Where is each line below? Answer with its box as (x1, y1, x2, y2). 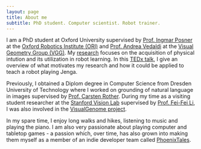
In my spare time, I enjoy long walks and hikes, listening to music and (6, 117, 178, 124)
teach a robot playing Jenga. (6, 68, 78, 76)
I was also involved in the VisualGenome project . (6, 106, 127, 113)
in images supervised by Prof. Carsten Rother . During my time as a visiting (6, 93, 191, 100)
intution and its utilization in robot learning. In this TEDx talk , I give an (6, 55, 178, 63)
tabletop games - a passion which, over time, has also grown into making (6, 130, 188, 137)
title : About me (6, 14, 47, 20)
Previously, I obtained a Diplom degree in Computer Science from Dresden (6, 80, 192, 87)
